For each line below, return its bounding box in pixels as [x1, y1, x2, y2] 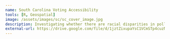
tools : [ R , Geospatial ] [5, 12, 56, 17]
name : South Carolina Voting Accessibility [5, 7, 99, 13]
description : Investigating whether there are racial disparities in [5, 21, 155, 27]
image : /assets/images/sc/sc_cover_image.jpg [5, 17, 103, 22]
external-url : [5, 26, 35, 31]
